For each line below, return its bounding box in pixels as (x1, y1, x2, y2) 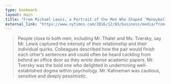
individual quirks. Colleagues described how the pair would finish (17, 46, 155, 52)
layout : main (5, 12, 33, 17)
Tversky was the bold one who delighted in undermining (17, 62, 136, 68)
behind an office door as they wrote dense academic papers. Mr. (17, 57, 154, 63)
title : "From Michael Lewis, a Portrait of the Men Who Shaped (5, 17, 142, 22)
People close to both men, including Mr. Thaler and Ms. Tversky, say (17, 35, 161, 41)
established (17, 68, 42, 74)
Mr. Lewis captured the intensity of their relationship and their (17, 41, 147, 47)
